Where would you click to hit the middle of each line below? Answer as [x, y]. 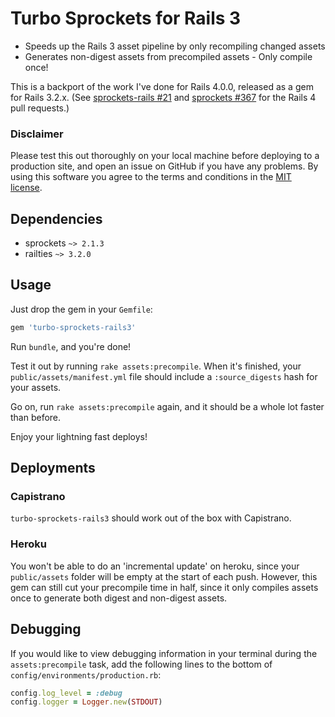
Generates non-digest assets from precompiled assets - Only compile [168, 56]
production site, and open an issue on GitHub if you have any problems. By [164, 166]
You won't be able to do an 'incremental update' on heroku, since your [155, 566]
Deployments [53, 468]
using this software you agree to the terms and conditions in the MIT [151, 177]
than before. [36, 417]
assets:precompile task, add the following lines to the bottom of [141, 664]
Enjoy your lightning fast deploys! [79, 436]
